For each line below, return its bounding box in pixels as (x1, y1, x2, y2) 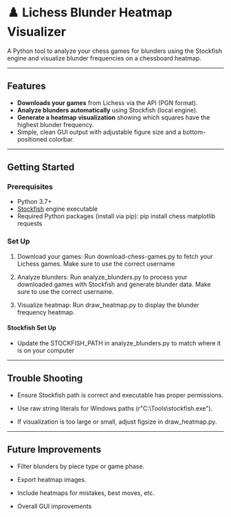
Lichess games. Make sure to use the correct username (16, 260, 175, 268)
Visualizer (7, 24, 67, 40)
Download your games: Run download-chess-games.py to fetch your (16, 252, 213, 260)
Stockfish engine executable (16, 205, 98, 213)
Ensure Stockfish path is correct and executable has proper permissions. (16, 391, 224, 399)
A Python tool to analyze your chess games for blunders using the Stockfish (7, 47, 222, 55)
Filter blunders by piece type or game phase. (16, 462, 145, 470)
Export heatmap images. (16, 475, 87, 483)
